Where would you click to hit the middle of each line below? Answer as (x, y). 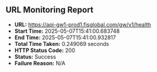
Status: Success (35, 56)
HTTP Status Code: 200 (45, 50)
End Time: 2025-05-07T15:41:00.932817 (65, 37)
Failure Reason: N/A (40, 63)
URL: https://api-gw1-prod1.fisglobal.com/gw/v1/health (83, 24)
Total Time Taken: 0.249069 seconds (62, 44)
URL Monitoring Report (50, 10)
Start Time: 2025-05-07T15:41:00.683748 (67, 31)
